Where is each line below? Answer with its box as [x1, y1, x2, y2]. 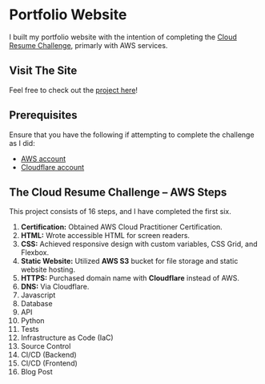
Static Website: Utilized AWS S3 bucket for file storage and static [20, 257, 239, 266]
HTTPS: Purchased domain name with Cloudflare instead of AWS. [20, 273, 239, 283]
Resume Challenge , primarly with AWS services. [9, 40, 168, 50]
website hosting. [20, 265, 75, 274]
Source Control [20, 342, 71, 351]
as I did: [9, 138, 35, 148]
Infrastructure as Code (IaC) [20, 333, 114, 342]
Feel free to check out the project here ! [9, 85, 139, 95]
